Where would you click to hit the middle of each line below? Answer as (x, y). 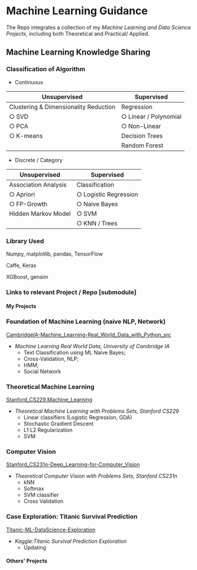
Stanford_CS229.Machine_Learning (49, 400)
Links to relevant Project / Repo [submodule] (71, 292)
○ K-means (26, 136)
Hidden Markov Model (40, 214)
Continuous (29, 82)
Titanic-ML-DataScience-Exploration (51, 530)
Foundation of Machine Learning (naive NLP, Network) (86, 321)
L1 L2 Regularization (48, 430)
